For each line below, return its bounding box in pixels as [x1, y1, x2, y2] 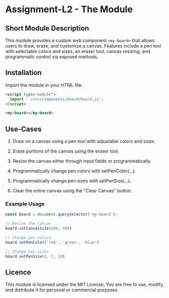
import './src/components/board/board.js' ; [10, 96, 104, 102]
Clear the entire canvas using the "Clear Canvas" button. [12, 188, 132, 194]
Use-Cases [5, 125, 42, 133]
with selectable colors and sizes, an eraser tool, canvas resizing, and [5, 48, 150, 54]
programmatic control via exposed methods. [5, 54, 99, 60]
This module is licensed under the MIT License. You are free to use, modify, [5, 282, 164, 288]
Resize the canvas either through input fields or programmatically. [12, 158, 152, 164]
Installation [5, 68, 42, 77]
